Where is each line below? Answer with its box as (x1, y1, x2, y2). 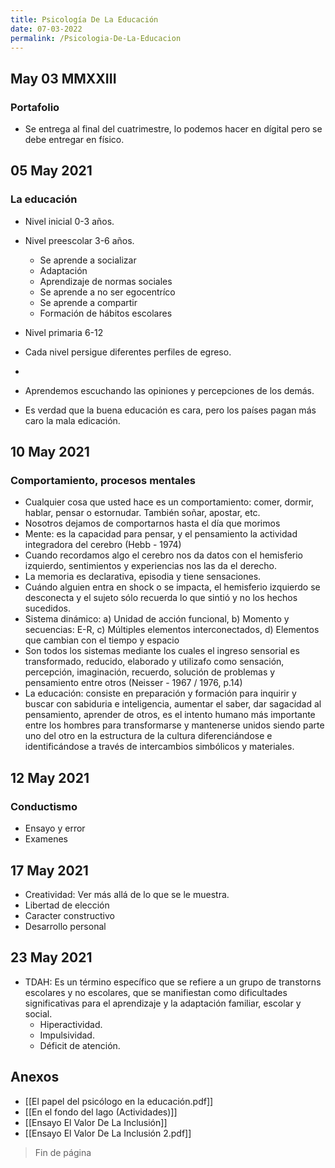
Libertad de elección (24, 899, 110, 911)
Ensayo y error (24, 822, 86, 835)
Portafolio (10, 100, 60, 114)
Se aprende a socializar (39, 254, 137, 266)
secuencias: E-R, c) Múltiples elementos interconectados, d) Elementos (24, 624, 320, 636)
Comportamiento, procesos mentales (10, 474, 196, 488)
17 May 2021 (10, 862, 89, 879)
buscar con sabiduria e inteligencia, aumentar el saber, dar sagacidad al (24, 698, 322, 710)
